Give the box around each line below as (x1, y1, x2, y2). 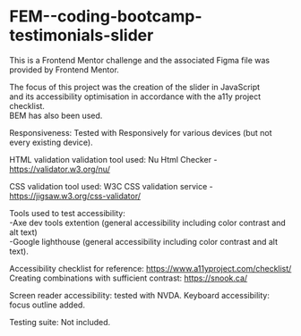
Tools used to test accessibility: (9, 207, 125, 218)
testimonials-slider (9, 25, 154, 46)
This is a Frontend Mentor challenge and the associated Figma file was (9, 55, 271, 65)
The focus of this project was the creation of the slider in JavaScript (9, 81, 261, 92)
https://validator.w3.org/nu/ (9, 164, 110, 174)
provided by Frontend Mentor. (9, 64, 119, 75)
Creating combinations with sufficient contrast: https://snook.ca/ (9, 273, 248, 283)
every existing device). (9, 137, 93, 147)
